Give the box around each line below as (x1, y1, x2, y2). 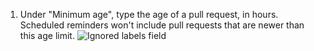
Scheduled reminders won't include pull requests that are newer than (19, 19, 305, 31)
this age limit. (19, 30, 75, 41)
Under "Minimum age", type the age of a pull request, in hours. (19, 9, 279, 20)
